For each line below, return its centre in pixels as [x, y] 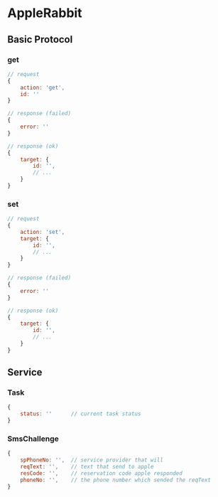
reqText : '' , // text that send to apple [87, 467]
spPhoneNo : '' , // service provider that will [92, 460]
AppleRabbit [45, 13]
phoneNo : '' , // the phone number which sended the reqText [116, 480]
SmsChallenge [33, 439]
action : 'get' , [43, 87]
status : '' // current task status [81, 414]
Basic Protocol [40, 39]
